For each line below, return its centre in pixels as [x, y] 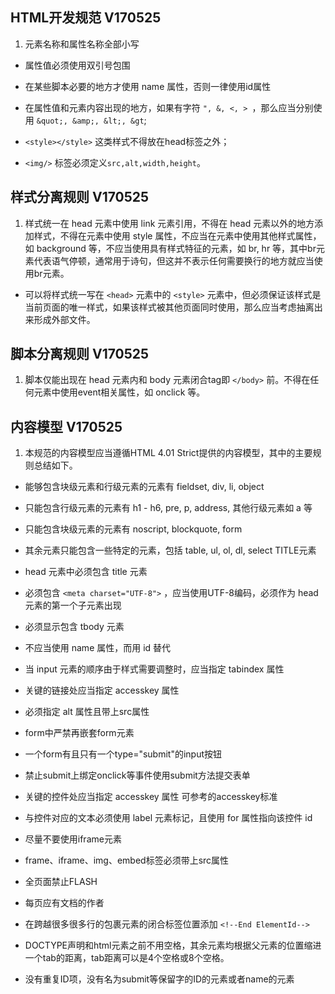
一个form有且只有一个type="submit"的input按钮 [123, 754]
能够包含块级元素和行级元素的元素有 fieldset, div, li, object [144, 487]
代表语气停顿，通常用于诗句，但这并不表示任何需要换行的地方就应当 [174, 260]
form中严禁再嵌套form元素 [79, 733]
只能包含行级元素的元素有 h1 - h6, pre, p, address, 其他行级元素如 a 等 [168, 508]
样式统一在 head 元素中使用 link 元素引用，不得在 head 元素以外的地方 [169, 223]
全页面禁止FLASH [61, 882]
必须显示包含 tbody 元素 [74, 627]
